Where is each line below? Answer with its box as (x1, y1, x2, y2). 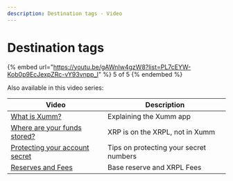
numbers (107, 151, 137, 161)
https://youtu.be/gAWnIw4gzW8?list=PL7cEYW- (53, 63, 191, 71)
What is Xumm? (10, 111, 62, 121)
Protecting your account (10, 142, 89, 152)
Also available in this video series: (7, 84, 104, 92)
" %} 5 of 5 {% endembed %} (98, 70, 183, 78)
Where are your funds (10, 122, 82, 132)
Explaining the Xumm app (107, 111, 191, 121)
